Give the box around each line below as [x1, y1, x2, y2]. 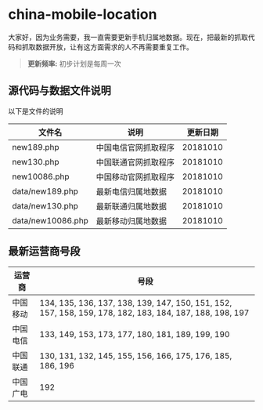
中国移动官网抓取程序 [95, 171, 175, 182]
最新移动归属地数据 [95, 216, 167, 227]
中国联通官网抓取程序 [95, 157, 175, 168]
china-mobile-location [8, 5, 157, 24]
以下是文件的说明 [8, 106, 63, 115]
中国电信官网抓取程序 [95, 142, 175, 153]
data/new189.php [12, 186, 78, 197]
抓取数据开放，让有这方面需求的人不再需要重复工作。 [21, 42, 193, 52]
